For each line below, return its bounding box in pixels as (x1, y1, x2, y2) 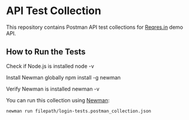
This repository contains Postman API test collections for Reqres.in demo (6, 24, 184, 31)
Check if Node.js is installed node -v (6, 62, 94, 69)
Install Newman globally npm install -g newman (6, 74, 121, 81)
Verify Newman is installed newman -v (6, 85, 100, 92)
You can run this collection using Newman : (6, 96, 110, 104)
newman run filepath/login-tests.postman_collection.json (6, 108, 151, 114)
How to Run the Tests (6, 47, 86, 57)
